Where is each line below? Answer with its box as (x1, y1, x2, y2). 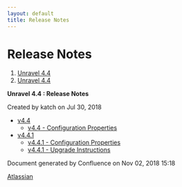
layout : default (7, 10, 54, 17)
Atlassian (7, 173, 33, 181)
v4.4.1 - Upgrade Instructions (27, 146, 111, 154)
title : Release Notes (7, 17, 70, 23)
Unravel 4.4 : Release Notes (7, 90, 89, 98)
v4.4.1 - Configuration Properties (27, 139, 121, 147)
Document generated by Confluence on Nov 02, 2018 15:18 (7, 159, 176, 168)
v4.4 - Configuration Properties (27, 124, 118, 132)
